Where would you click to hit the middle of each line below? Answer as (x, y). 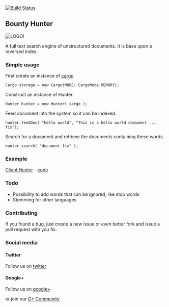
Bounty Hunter (29, 24)
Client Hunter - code (27, 170)
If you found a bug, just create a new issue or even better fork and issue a (83, 224)
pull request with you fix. (31, 229)
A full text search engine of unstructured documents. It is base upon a (79, 46)
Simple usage (22, 65)
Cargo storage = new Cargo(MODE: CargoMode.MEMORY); (62, 85)
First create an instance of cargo (39, 76)
